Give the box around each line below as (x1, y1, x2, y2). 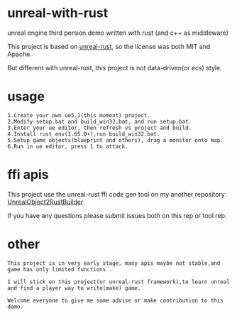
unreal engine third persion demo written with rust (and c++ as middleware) (7, 28, 229, 37)
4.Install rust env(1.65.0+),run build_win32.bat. (7, 130, 160, 138)
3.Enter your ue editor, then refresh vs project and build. (7, 124, 192, 131)
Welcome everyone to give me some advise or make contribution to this (7, 297, 224, 304)
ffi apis (7, 167, 49, 182)
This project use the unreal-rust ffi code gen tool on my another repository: (7, 190, 227, 198)
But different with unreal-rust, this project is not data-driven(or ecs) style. (7, 63, 222, 72)
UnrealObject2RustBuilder (7, 197, 84, 206)
